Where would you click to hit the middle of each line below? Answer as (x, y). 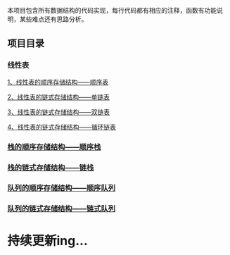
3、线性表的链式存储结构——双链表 (59, 112)
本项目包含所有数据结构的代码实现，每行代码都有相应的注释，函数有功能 (112, 10)
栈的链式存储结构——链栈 (51, 168)
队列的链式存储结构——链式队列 (62, 209)
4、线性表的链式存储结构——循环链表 (62, 127)
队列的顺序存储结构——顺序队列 (62, 188)
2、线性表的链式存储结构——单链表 (59, 97)
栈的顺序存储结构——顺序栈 (54, 147)
